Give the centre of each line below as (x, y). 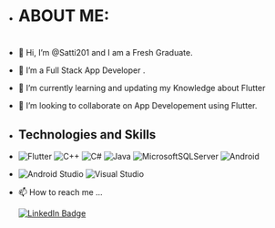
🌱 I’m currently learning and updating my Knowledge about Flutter (142, 88)
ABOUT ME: (64, 16)
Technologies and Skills (87, 135)
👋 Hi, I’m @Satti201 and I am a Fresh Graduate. (105, 53)
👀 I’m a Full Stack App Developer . (81, 70)
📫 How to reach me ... (60, 192)
